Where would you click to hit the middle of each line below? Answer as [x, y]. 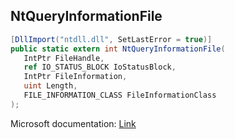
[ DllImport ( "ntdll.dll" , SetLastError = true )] [111, 39]
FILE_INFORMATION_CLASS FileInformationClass [120, 95]
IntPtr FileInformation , [75, 77]
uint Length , [50, 86]
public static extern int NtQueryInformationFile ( [118, 49]
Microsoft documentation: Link [73, 123]
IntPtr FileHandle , [64, 58]
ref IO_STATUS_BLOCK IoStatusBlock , [100, 67]
